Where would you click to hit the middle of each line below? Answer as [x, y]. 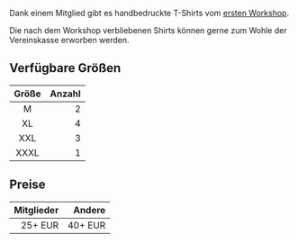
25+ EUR [40, 225]
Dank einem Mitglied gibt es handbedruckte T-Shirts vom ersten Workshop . [149, 13]
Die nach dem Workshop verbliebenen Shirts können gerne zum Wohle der [148, 30]
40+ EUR [86, 225]
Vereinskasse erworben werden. [69, 40]
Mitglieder [36, 210]
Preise [28, 185]
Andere [90, 210]
